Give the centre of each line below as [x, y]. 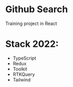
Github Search [37, 9]
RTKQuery [24, 74]
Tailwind [22, 79]
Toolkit [20, 69]
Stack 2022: [32, 44]
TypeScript [24, 58]
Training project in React [31, 23]
